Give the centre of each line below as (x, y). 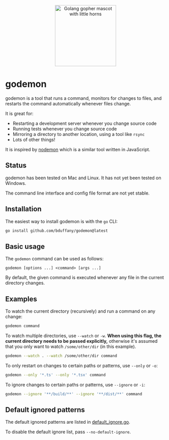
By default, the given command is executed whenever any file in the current (85, 278)
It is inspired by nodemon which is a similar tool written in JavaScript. (78, 149)
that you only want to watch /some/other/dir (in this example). (71, 346)
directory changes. (25, 283)
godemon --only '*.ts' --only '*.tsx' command (55, 375)
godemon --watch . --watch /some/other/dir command (61, 356)
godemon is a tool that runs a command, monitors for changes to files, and (83, 98)
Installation (23, 209)
